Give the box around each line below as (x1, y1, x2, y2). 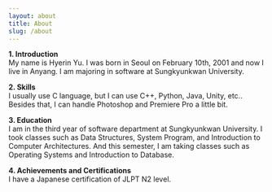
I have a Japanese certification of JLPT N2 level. (8, 174, 172, 184)
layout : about (8, 11, 57, 20)
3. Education (8, 116, 53, 125)
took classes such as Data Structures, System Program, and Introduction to (8, 133, 261, 142)
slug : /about (8, 27, 53, 35)
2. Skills (8, 82, 36, 92)
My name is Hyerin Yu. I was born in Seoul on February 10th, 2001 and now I (8, 58, 265, 68)
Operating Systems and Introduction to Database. (8, 150, 175, 159)
